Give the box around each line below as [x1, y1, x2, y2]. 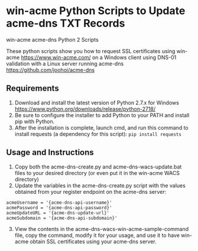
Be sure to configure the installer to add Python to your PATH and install [14, 111, 190, 118]
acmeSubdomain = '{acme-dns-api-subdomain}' [6, 215, 118, 221]
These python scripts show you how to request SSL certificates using [6, 47, 176, 54]
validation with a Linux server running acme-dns [6, 60, 124, 67]
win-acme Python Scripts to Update [6, 4, 186, 18]
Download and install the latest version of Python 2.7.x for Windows [14, 99, 179, 106]
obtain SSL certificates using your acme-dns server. [30, 237, 157, 245]
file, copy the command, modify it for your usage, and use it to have [14, 232, 180, 239]
